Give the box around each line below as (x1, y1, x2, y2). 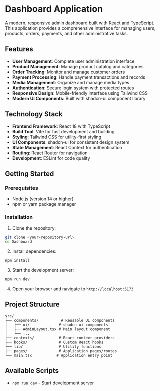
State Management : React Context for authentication (12, 144, 122, 150)
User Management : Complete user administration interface (12, 58, 135, 64)
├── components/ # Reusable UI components (5, 318, 115, 323)
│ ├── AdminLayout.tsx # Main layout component (5, 326, 111, 332)
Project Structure (5, 300, 60, 309)
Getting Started (5, 169, 54, 178)
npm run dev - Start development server (12, 380, 94, 386)
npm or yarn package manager (12, 201, 76, 207)
